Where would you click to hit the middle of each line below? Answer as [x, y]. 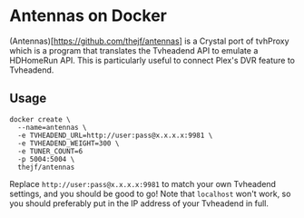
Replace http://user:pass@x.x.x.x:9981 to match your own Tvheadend [143, 183]
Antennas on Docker [88, 16]
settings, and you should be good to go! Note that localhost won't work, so [150, 193]
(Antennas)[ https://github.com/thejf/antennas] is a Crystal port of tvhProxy [149, 41]
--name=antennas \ [53, 127]
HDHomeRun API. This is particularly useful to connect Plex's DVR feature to [152, 60]
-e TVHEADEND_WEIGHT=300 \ [69, 143]
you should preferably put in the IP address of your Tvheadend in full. [139, 203]
